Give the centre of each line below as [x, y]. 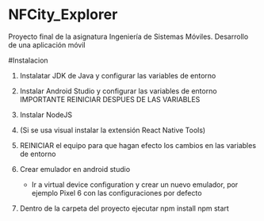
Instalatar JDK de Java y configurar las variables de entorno [118, 75]
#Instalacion [29, 60]
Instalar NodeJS [46, 114]
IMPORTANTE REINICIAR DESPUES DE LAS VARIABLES [110, 99]
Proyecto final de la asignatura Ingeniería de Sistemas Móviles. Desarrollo [128, 36]
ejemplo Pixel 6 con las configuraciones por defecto [117, 192]
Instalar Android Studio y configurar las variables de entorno [118, 91]
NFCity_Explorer [63, 15]
